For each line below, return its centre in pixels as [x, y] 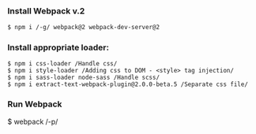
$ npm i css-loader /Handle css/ [62, 64]
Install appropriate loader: [58, 47]
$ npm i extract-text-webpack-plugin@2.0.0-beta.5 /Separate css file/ [128, 84]
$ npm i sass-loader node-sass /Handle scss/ [83, 78]
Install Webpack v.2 [46, 11]
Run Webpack [35, 104]
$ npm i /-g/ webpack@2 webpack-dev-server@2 [83, 28]
